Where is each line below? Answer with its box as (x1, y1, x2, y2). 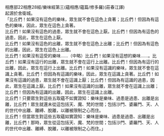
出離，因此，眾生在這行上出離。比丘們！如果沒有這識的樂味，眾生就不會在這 (5, 65, 159, 70)
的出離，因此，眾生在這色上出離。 (5, 47, 74, 52)
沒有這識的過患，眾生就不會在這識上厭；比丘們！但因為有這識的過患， (9, 77, 150, 83)
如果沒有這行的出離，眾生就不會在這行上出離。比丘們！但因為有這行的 (18, 59, 159, 65)
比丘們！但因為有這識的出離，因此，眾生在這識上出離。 (5, 89, 116, 95)
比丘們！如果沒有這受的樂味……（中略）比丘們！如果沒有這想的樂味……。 (5, 53, 153, 58)
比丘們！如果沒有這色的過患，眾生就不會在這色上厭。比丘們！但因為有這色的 (5, 29, 159, 34)
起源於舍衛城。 (5, 10, 35, 16)
